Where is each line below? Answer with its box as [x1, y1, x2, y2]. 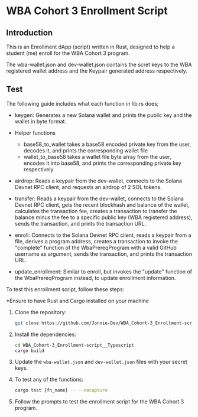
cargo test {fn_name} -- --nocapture [14, 387, 108, 393]
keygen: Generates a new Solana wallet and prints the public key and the [14, 111, 192, 119]
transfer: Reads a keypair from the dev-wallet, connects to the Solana [14, 195, 184, 202]
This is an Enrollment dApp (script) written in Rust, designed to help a [6, 43, 176, 50]
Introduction [6, 28, 53, 38]
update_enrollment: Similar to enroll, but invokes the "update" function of [14, 268, 193, 275]
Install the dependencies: [14, 331, 77, 338]
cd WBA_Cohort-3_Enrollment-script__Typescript [14, 342, 134, 348]
